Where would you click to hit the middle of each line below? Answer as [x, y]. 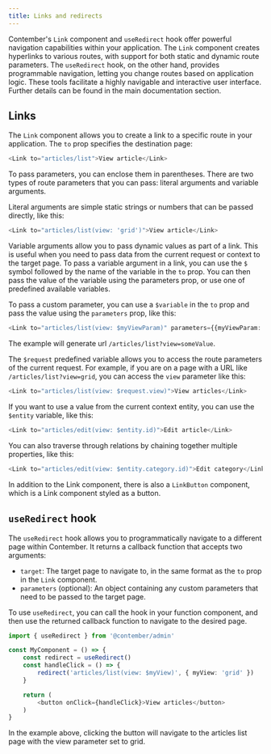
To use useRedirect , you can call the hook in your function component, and [133, 612]
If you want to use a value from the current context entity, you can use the [131, 406]
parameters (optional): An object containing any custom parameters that [139, 588]
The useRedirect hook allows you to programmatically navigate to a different [135, 538]
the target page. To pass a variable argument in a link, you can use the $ [128, 263]
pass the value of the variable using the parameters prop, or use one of [127, 281]
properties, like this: [41, 454]
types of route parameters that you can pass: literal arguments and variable [134, 183]
